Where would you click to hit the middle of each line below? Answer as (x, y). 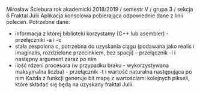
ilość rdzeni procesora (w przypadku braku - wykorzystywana (92, 65)
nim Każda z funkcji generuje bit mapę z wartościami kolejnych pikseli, (102, 78)
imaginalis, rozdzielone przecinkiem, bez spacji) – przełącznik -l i (95, 53)
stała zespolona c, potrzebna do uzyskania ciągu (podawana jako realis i (105, 46)
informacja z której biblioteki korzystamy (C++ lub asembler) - (92, 34)
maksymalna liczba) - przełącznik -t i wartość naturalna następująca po (103, 72)
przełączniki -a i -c (38, 40)
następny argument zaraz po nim (56, 59)
